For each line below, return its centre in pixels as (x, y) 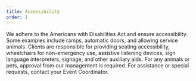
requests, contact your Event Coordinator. (57, 72)
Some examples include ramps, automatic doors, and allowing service (92, 40)
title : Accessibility (33, 12)
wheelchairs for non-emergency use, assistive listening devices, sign (91, 53)
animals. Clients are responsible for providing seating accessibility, (88, 46)
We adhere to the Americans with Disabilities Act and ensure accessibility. (97, 34)
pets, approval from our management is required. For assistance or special (98, 65)
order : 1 (17, 17)
